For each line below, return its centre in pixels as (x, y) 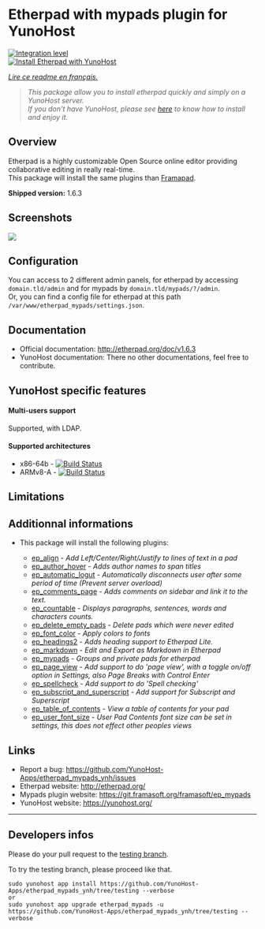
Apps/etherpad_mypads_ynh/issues (78, 778)
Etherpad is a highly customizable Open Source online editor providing (123, 161)
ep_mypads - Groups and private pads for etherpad (116, 659)
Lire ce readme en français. (53, 76)
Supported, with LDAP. (45, 428)
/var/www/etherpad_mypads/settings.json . (77, 305)
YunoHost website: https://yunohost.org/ (86, 803)
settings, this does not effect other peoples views (111, 726)
